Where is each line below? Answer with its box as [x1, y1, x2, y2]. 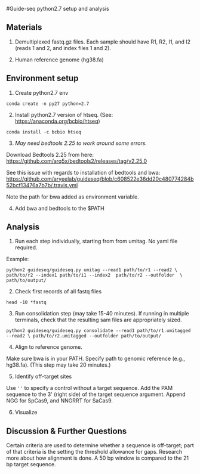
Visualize [14, 408, 38, 416]
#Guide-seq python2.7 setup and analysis [6, 5, 109, 12]
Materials [6, 22, 42, 32]
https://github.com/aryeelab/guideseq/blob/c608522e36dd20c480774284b [6, 175, 194, 182]
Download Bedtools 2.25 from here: [6, 151, 94, 158]
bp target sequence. [6, 461, 56, 468]
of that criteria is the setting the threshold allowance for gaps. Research [6, 448, 183, 456]
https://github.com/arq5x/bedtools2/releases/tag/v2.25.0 [6, 157, 147, 165]
